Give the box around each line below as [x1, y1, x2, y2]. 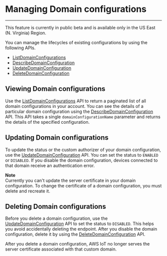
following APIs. [5, 45, 36, 51]
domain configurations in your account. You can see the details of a [5, 103, 144, 109]
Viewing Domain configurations [5, 85, 106, 93]
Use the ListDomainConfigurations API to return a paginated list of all [5, 98, 147, 104]
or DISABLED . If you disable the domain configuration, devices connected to [5, 157, 158, 163]
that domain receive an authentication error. [5, 163, 95, 169]
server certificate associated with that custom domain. [5, 246, 117, 252]
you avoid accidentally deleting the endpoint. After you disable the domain [5, 226, 158, 232]
